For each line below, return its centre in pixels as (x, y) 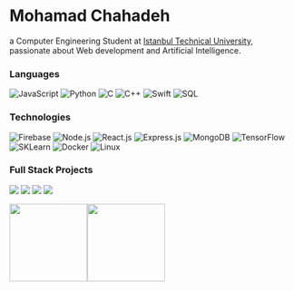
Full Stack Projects (51, 170)
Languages (35, 73)
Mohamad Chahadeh (90, 16)
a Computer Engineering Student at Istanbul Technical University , (132, 41)
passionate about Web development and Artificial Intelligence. (125, 50)
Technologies (40, 117)
